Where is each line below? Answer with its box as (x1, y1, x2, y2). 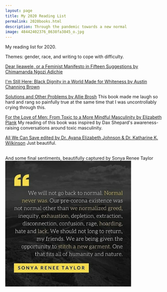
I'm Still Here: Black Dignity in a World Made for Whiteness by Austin (5, 79, 147, 85)
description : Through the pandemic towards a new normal (5, 24, 127, 29)
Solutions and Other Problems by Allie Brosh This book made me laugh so (5, 94, 158, 100)
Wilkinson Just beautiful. (5, 140, 56, 146)
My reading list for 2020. (5, 44, 56, 50)
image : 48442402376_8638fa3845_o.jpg (5, 29, 85, 35)
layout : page (5, 8, 33, 13)
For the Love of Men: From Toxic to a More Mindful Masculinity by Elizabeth (5, 114, 162, 121)
